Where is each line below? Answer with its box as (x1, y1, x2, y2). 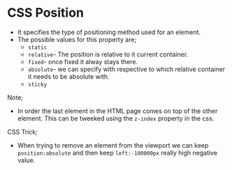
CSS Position (7, 5, 84, 21)
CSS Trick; (7, 127, 38, 136)
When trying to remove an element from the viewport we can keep (17, 141, 209, 149)
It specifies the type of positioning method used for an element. (17, 28, 201, 36)
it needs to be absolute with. (27, 72, 110, 81)
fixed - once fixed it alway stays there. (27, 57, 138, 65)
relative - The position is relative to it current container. (27, 50, 189, 59)
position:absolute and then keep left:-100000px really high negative (17, 148, 218, 157)
